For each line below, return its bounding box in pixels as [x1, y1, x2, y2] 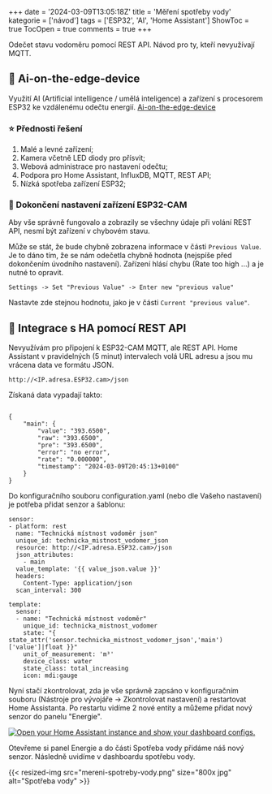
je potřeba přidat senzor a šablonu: [8, 499, 126, 510]
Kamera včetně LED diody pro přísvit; [19, 153, 146, 163]
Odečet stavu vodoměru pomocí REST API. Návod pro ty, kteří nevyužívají [8, 40, 255, 50]
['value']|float [8, 643, 63, 652]
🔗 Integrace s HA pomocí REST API [8, 321, 187, 335]
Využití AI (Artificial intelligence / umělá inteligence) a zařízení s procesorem [8, 93, 264, 103]
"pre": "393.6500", [37, 442, 104, 450]
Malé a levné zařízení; [19, 145, 94, 154]
